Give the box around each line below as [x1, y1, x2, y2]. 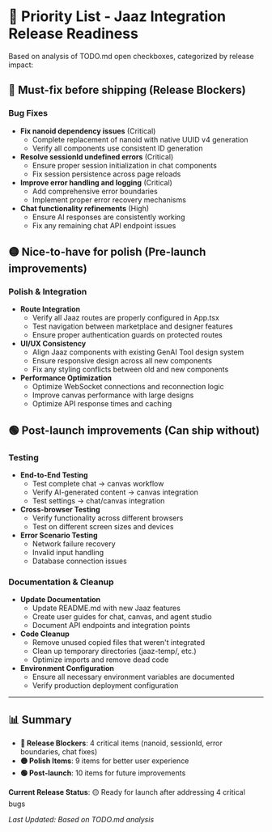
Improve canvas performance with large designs [32, 390, 194, 400]
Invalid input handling [32, 548, 104, 557]
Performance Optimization [19, 373, 112, 383]
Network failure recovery [32, 539, 116, 549]
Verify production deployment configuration [32, 681, 179, 690]
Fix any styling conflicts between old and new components [32, 364, 229, 375]
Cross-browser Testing [19, 505, 100, 514]
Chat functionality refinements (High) [19, 203, 150, 213]
